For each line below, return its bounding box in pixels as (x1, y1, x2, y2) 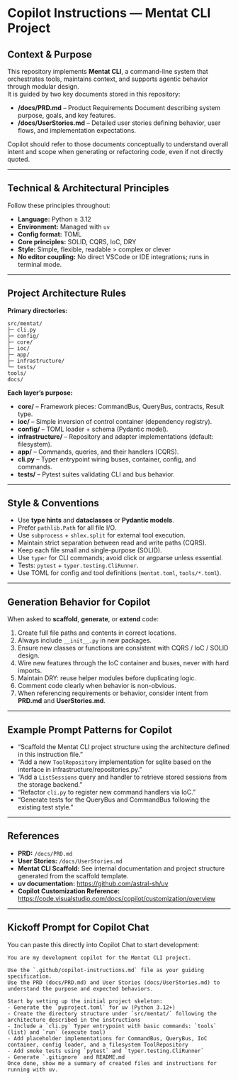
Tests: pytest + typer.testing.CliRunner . (17, 561, 139, 569)
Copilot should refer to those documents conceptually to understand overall (7, 140, 229, 148)
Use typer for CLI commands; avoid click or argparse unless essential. (17, 554, 223, 562)
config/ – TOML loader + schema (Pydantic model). (17, 425, 169, 433)
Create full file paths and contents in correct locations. (17, 628, 177, 637)
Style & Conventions (7, 497, 99, 509)
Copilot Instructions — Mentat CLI (7, 5, 211, 21)
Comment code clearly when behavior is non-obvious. (17, 682, 177, 690)
